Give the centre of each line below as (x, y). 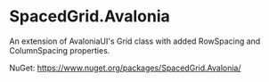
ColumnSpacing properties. (60, 50)
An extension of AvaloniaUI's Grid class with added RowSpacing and (135, 41)
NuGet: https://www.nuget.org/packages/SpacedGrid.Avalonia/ (126, 68)
